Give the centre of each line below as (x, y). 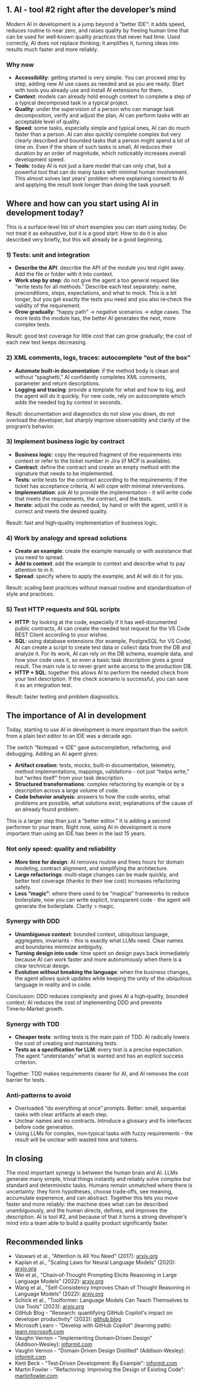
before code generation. (44, 1127)
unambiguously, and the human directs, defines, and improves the (87, 1211)
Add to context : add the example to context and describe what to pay (100, 563)
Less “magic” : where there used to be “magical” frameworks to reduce (102, 893)
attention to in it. (35, 570)
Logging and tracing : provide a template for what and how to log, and (100, 389)
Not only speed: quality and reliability (61, 849)
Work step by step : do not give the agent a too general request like (97, 281)
